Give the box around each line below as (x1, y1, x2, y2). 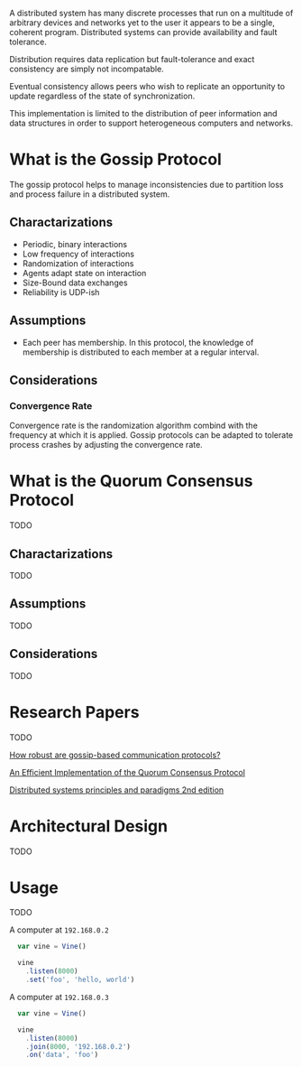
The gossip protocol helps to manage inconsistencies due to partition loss (9, 179, 284, 190)
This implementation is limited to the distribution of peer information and (9, 108, 278, 118)
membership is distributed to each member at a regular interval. (22, 347, 260, 357)
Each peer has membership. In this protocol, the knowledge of (22, 337, 254, 348)
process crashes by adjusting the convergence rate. (9, 440, 203, 450)
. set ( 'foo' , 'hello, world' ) (25, 975, 135, 985)
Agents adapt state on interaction (22, 267, 147, 278)
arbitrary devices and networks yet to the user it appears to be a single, (9, 17, 275, 28)
